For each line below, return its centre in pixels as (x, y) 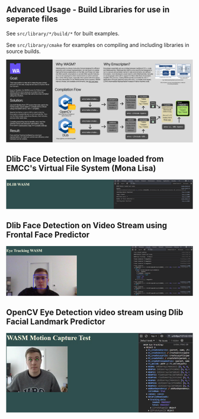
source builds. (23, 51)
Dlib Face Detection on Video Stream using (87, 226)
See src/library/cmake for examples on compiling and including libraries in (98, 45)
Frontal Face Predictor (48, 235)
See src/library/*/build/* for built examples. (63, 33)
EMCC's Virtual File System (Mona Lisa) (81, 168)
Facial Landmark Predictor (56, 322)
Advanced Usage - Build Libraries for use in (88, 10)
